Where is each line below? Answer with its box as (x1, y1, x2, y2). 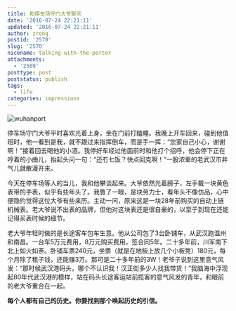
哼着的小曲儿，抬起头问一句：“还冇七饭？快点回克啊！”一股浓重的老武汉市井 (7, 155, 228, 164)
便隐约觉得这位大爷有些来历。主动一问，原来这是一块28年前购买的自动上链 (7, 197, 225, 204)
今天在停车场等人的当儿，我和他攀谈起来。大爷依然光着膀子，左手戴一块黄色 (7, 179, 229, 187)
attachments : (7, 56, 46, 63)
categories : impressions (7, 95, 80, 102)
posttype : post (7, 69, 52, 76)
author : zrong (7, 29, 49, 37)
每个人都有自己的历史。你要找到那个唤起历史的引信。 (7, 296, 162, 305)
